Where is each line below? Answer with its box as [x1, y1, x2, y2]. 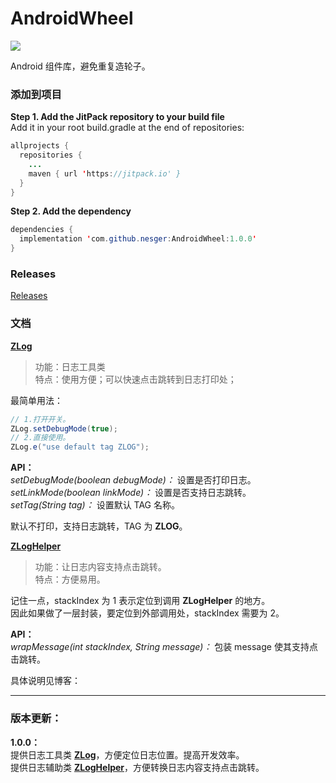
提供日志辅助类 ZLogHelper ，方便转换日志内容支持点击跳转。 [10, 761, 265, 773]
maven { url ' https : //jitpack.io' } [28, 168, 182, 179]
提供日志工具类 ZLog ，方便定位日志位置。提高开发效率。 [10, 748, 245, 761]
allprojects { [10, 141, 70, 151]
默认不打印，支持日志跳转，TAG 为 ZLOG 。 [10, 520, 188, 532]
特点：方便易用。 [34, 573, 106, 586]
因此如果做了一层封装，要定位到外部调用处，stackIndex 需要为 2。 [10, 607, 285, 619]
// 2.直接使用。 [10, 433, 71, 443]
